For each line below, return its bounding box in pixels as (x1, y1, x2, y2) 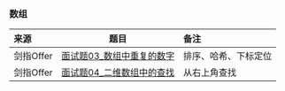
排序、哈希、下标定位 (182, 50, 273, 63)
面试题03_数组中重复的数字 (61, 50, 175, 63)
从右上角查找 (182, 66, 237, 79)
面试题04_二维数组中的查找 (61, 66, 175, 79)
